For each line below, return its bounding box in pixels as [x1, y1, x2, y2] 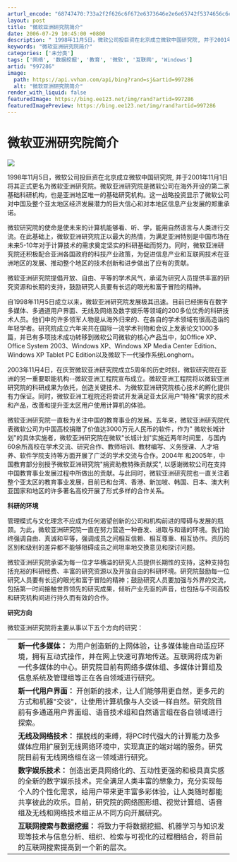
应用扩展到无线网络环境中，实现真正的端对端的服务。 [32, 741, 209, 751]
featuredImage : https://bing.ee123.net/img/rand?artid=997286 [7, 96, 194, 103]
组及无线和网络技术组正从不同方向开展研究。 [18, 808, 167, 817]
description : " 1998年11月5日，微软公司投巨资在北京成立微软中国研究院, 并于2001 [7, 37, 227, 44]
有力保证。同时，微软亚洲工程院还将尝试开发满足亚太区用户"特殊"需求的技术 [7, 391, 230, 400]
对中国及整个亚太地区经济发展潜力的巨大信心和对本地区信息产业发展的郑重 [7, 199, 224, 208]
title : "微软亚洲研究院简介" [7, 23, 83, 30]
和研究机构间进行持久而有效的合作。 [7, 593, 113, 601]
